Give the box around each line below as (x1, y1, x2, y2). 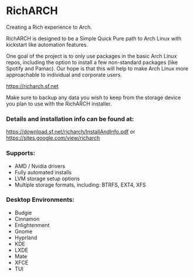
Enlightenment (14, 221, 50, 228)
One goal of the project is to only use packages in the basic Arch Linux (6, 52, 177, 59)
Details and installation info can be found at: (6, 114, 134, 123)
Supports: (6, 149, 36, 157)
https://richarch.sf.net (6, 82, 59, 89)
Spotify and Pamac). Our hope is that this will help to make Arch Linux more (6, 65, 189, 72)
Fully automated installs (14, 168, 72, 175)
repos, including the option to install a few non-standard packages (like (6, 59, 178, 66)
